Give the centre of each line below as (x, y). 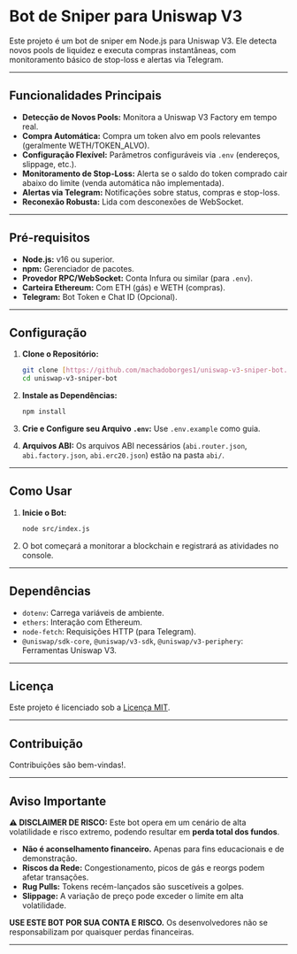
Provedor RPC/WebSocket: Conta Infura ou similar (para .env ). (137, 278)
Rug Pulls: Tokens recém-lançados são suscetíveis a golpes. (133, 886)
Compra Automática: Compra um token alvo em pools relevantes (141, 135)
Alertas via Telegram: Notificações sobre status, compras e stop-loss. (151, 192)
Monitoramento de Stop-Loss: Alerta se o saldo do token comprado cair (155, 173)
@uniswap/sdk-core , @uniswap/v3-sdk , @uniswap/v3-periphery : (133, 641)
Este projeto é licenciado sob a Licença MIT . (90, 708)
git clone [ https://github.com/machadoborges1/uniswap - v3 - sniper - (147, 370)
